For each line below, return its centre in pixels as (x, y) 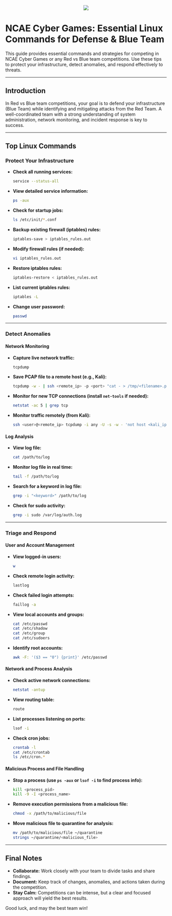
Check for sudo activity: (39, 505)
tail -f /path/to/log (36, 477)
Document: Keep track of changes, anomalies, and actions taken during (89, 882)
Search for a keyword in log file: (47, 486)
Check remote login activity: (44, 576)
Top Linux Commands (41, 146)
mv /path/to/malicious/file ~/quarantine (57, 833)
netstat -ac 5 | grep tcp (40, 406)
